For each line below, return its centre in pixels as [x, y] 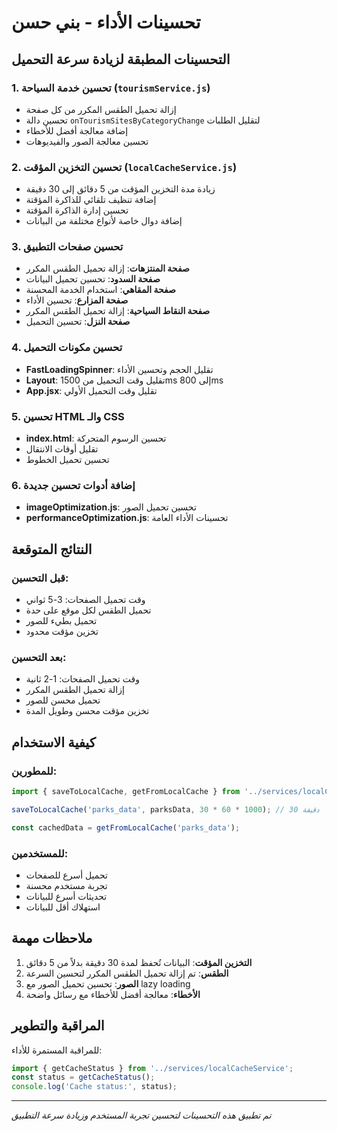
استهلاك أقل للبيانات [63, 907]
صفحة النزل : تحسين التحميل [78, 322]
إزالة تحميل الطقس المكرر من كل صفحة [101, 109]
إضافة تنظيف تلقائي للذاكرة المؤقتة [91, 200]
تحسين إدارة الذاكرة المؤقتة [77, 210]
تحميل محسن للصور [63, 700]
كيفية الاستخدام [53, 742]
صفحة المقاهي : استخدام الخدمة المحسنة [100, 290]
